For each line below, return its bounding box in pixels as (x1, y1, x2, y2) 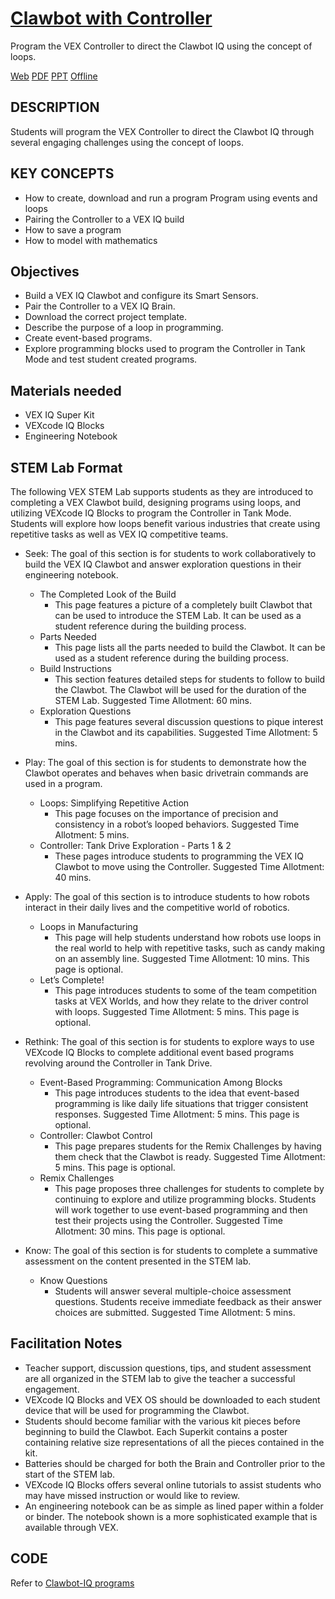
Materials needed (10, 382, 122, 399)
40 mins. (54, 872, 92, 883)
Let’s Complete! (39, 974, 105, 986)
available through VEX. (24, 1521, 119, 1533)
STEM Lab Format (10, 459, 123, 476)
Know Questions (39, 1275, 108, 1286)
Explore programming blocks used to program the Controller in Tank (24, 343, 306, 355)
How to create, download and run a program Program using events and (24, 192, 318, 204)
